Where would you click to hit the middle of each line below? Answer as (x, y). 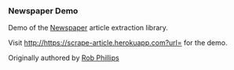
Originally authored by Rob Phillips (64, 58)
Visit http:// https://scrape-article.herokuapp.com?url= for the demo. (118, 43)
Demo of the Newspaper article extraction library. (88, 28)
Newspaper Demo (43, 11)
